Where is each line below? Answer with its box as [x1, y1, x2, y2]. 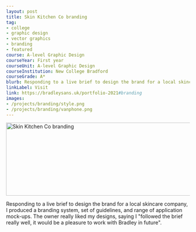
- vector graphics [6, 36, 51, 41]
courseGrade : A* [6, 74, 45, 79]
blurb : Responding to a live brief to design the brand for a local [6, 79, 176, 85]
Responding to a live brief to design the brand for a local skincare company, [6, 200, 188, 207]
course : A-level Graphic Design [6, 52, 85, 58]
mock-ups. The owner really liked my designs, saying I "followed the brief [6, 213, 183, 220]
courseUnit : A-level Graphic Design [6, 63, 95, 69]
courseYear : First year [6, 57, 64, 63]
